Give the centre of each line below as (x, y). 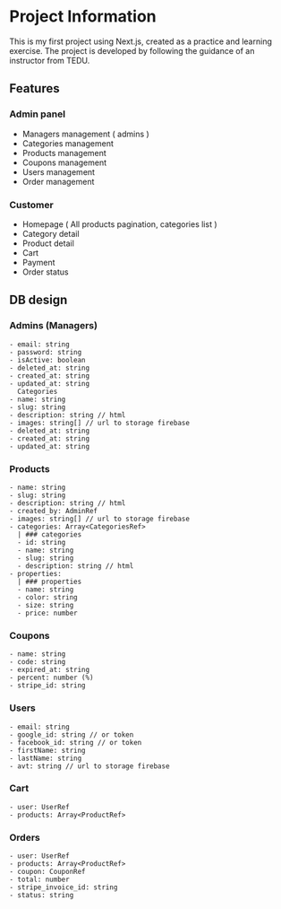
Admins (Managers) (54, 326)
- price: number (47, 613)
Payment (38, 262)
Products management (64, 153)
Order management (58, 181)
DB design (38, 300)
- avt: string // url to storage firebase (89, 766)
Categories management (68, 143)
